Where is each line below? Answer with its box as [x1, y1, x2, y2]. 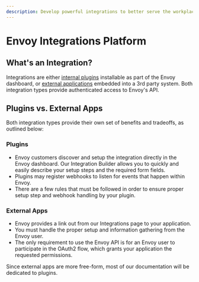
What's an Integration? [6, 58, 93, 68]
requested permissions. [14, 252, 73, 259]
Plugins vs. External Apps [6, 103, 103, 113]
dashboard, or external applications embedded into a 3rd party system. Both [6, 80, 193, 87]
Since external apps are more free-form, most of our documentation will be [6, 263, 190, 270]
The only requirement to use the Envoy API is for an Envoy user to [14, 239, 175, 246]
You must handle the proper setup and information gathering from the [14, 226, 185, 233]
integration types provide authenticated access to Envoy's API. [6, 86, 160, 93]
